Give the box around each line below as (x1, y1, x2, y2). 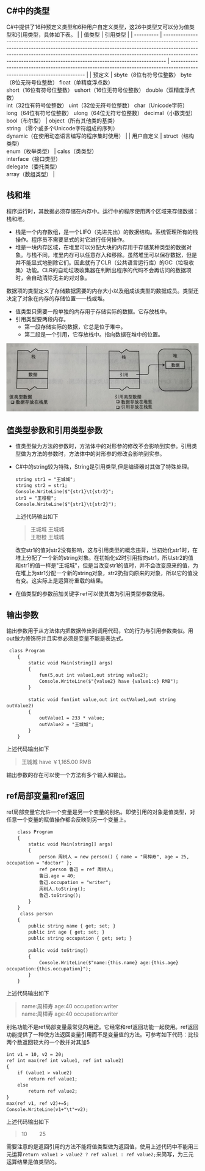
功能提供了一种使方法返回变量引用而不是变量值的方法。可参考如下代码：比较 (6, 1030, 199, 1038)
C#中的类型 (6, 6, 50, 17)
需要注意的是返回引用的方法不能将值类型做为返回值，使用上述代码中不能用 (6, 1143, 193, 1150)
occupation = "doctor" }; (6, 860, 72, 866)
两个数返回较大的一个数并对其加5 (6, 1038, 90, 1046)
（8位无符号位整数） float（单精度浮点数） (6, 78, 114, 86)
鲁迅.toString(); (38, 892, 81, 898)
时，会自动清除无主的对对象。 (15, 274, 90, 281)
